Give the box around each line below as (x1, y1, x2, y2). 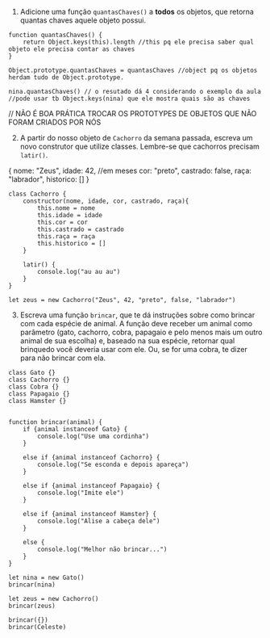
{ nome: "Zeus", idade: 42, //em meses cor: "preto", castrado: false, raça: (8, 166, 252, 175)
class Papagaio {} (8, 390, 70, 398)
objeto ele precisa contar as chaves (8, 45, 135, 53)
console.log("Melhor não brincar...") (37, 545, 168, 553)
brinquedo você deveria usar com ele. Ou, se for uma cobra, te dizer (19, 345, 247, 354)
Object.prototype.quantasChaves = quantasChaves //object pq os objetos (8, 66, 258, 74)
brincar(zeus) (8, 602, 56, 610)
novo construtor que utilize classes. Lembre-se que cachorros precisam (19, 141, 260, 151)
